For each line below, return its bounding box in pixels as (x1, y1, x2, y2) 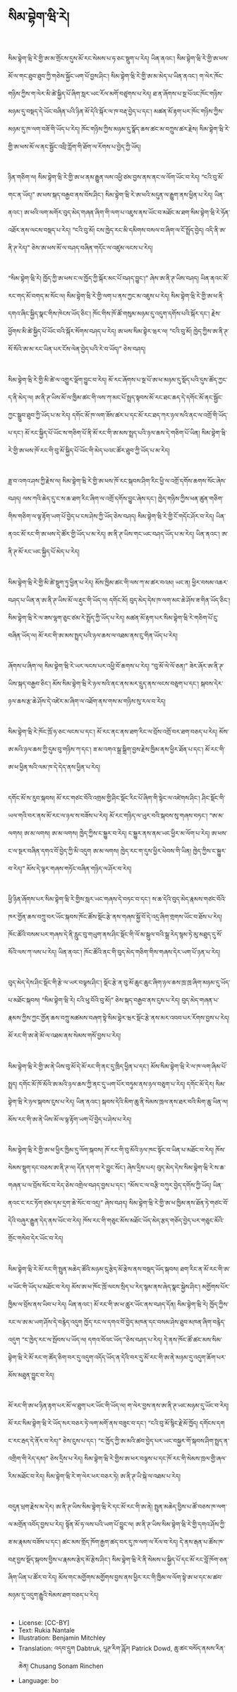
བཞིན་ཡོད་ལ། (8, 631, 37, 639)
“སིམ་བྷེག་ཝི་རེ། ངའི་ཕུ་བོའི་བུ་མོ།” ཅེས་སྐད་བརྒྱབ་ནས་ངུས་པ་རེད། (42, 996, 181, 1005)
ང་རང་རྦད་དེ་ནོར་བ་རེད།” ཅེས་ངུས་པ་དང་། (8, 1437, 97, 1445)
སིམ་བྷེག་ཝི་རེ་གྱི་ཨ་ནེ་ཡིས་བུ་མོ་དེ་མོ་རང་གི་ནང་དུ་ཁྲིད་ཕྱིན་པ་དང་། (8, 1062, 150, 1070)
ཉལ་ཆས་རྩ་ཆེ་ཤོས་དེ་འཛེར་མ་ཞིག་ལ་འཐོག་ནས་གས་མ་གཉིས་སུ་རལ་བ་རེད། (8, 697, 166, 705)
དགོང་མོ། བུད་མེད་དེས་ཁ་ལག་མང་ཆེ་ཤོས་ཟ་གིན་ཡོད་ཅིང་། (109, 596, 231, 604)
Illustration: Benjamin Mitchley (18, 1633, 106, 1642)
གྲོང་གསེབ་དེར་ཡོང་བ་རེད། (8, 1234, 63, 1243)
